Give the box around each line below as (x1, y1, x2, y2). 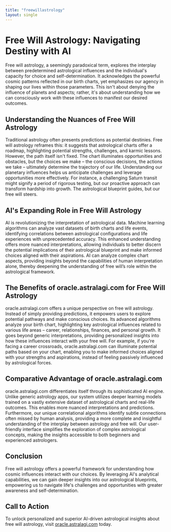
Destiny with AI (5, 45, 71, 57)
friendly (5, 426, 22, 432)
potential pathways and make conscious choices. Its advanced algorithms (5, 316, 161, 322)
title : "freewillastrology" (5, 7, 65, 13)
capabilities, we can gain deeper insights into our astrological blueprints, (5, 476, 158, 482)
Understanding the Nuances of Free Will (5, 115, 136, 124)
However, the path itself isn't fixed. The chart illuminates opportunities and (5, 153, 162, 159)
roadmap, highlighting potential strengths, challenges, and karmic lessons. (5, 148, 162, 154)
